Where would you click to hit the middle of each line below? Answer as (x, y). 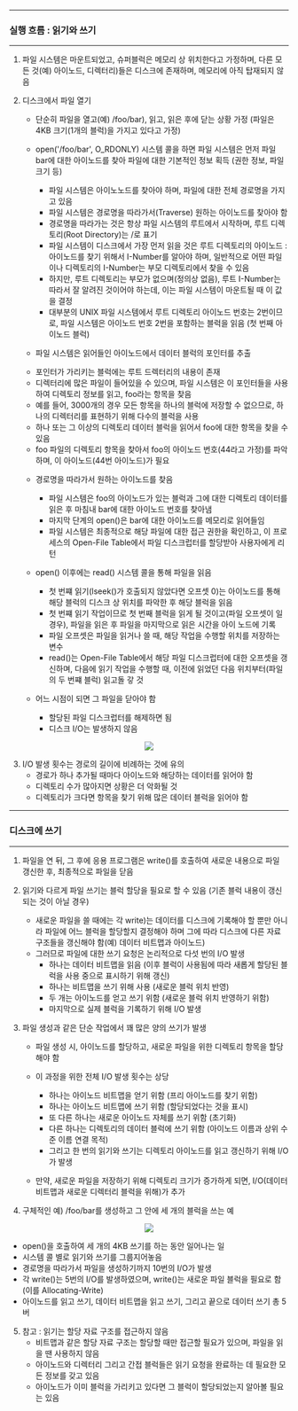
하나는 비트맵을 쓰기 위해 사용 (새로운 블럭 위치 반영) (139, 986)
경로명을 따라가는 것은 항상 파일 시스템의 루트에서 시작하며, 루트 (158, 223)
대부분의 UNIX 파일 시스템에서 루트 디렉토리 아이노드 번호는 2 (155, 312)
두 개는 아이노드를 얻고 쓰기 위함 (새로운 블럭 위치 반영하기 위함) (159, 997)
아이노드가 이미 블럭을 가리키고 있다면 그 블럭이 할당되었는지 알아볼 (151, 1386)
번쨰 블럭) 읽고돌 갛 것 (106, 680)
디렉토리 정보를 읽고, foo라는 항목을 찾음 (122, 394)
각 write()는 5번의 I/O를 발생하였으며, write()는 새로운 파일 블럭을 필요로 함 (152, 1279)
